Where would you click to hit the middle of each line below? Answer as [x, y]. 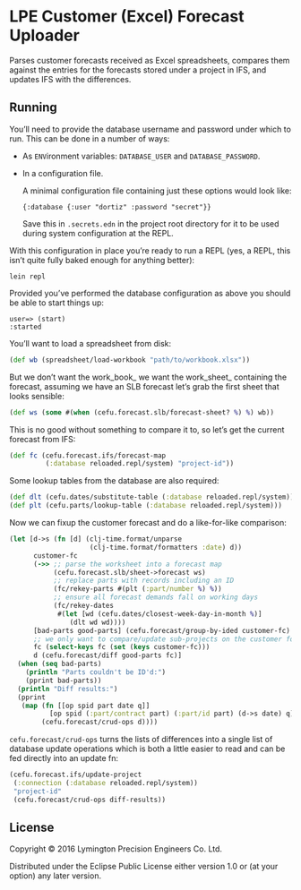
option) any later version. [55, 876]
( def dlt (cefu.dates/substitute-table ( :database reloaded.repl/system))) [154, 497]
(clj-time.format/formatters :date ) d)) [166, 547]
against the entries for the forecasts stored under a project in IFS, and [138, 70]
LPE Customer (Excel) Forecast [127, 17]
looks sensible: [37, 396]
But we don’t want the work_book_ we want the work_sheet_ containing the [148, 377]
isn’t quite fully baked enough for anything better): [102, 260]
